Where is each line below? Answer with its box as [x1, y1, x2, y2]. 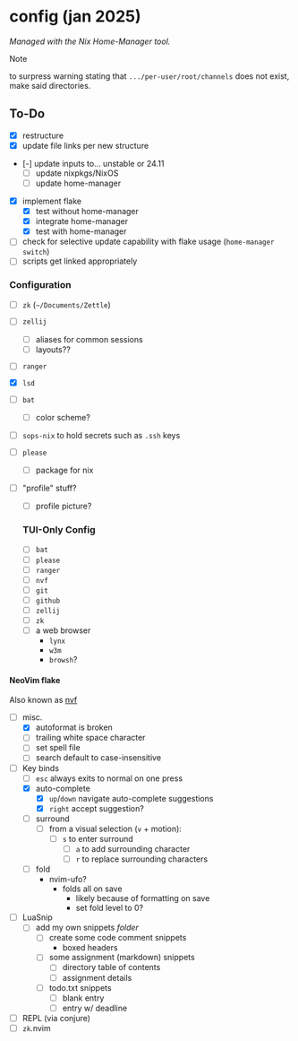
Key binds [21, 762, 60, 773]
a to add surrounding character [75, 844, 191, 854]
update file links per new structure [21, 140, 149, 151]
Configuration [9, 279, 72, 291]
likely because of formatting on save [75, 893, 210, 904]
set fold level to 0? [75, 903, 144, 914]
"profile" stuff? [21, 482, 77, 494]
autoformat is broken [35, 722, 114, 733]
